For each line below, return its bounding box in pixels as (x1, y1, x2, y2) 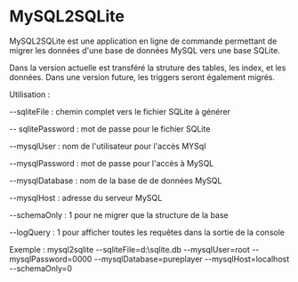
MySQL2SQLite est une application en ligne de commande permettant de (9, 36, 278, 46)
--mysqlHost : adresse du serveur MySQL (9, 192, 163, 203)
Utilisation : (9, 89, 51, 100)
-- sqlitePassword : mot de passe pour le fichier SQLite (9, 123, 211, 134)
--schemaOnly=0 (9, 262, 73, 273)
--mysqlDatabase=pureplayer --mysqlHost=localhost (93, 254, 290, 264)
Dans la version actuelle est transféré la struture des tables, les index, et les (9, 62, 286, 73)
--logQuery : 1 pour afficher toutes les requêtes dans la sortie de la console (9, 227, 285, 238)
